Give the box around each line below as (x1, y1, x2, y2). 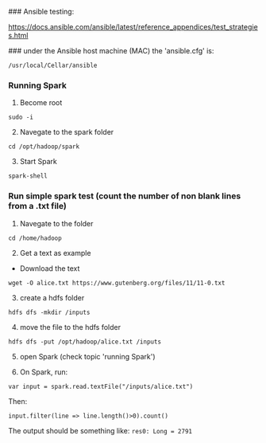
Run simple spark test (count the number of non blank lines (8, 190, 241, 202)
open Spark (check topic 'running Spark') (19, 351, 156, 361)
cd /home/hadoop (8, 234, 62, 242)
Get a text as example (19, 248, 91, 257)
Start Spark (19, 157, 58, 167)
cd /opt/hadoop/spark (8, 143, 80, 151)
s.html (8, 31, 29, 40)
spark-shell (8, 172, 48, 180)
